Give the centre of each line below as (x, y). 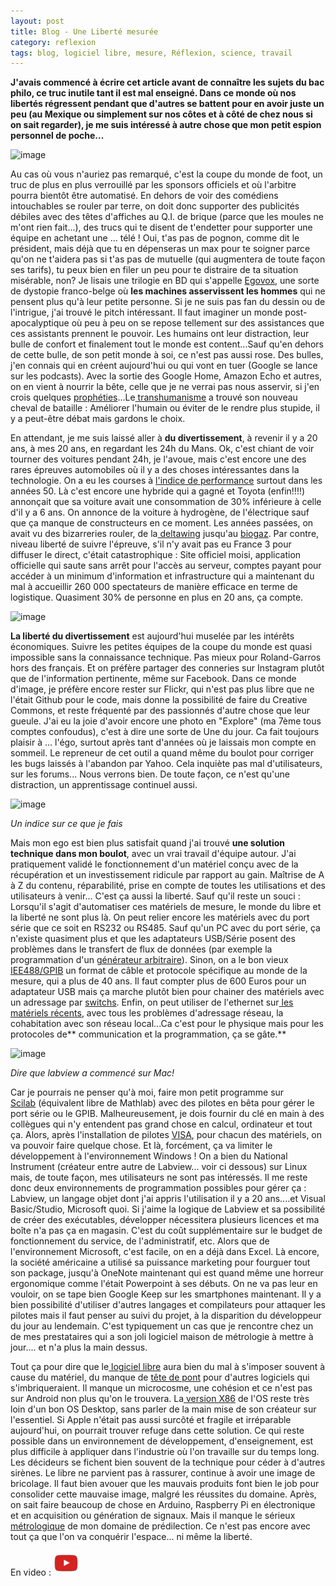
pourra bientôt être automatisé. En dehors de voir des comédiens (144, 196)
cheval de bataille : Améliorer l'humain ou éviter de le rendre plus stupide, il (165, 408)
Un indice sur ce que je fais (66, 824)
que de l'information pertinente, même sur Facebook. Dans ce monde (153, 679)
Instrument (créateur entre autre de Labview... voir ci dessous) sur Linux (159, 1167)
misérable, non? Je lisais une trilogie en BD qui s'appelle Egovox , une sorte (165, 281)
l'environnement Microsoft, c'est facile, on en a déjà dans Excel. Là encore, (165, 1252)
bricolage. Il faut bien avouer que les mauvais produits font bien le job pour (165, 1484)
